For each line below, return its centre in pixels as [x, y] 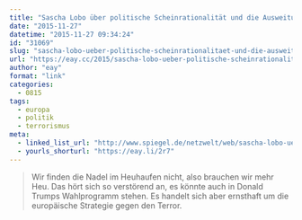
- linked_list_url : [54, 143]
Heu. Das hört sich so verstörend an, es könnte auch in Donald [147, 186]
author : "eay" [36, 68]
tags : [19, 101]
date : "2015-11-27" [46, 26]
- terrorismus [44, 127]
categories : [31, 84]
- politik [36, 118]
